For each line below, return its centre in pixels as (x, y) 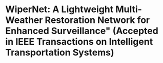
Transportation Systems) (60, 53)
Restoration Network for (97, 20)
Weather (24, 20)
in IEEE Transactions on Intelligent (79, 42)
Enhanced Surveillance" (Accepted (82, 31)
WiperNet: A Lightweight (59, 9)
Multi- (129, 9)
